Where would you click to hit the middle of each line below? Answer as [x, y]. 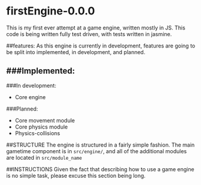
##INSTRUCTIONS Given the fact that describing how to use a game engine [100, 169]
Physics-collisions [37, 133]
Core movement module [45, 120]
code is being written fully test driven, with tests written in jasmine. [89, 34]
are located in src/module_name [44, 157]
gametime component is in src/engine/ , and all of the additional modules [97, 151]
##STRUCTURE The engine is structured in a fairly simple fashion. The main [100, 145]
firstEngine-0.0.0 [51, 11]
